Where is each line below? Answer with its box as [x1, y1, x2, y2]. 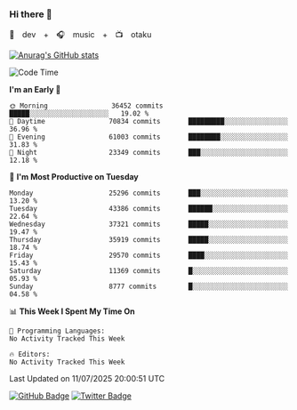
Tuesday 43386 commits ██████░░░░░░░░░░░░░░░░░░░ [9, 205, 289, 213]
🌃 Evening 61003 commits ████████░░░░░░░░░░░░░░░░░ [9, 133, 289, 141]
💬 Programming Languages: [9, 326, 105, 336]
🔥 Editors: [9, 350, 51, 359]
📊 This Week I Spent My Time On [9, 306, 135, 317]
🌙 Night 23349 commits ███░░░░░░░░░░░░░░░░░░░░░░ [9, 149, 289, 157]
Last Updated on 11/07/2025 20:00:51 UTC [9, 374, 165, 384]
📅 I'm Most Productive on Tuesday [9, 172, 140, 182]
